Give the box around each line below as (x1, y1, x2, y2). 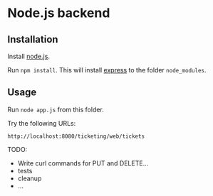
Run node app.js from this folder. (7, 105, 105, 114)
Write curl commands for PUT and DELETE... (17, 158, 149, 168)
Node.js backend (7, 5, 110, 21)
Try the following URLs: (7, 119, 76, 127)
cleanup (17, 174, 42, 183)
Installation (7, 33, 58, 45)
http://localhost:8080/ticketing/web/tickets (7, 133, 145, 140)
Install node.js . (7, 52, 50, 60)
